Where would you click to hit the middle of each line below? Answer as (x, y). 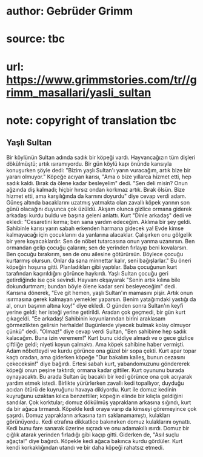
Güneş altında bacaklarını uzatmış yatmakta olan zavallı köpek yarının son (98, 202)
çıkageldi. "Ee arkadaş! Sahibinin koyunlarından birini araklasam (86, 318)
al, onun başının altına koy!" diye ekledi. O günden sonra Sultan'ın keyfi (95, 305)
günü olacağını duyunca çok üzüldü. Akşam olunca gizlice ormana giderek (99, 209)
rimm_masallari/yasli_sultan (79, 93)
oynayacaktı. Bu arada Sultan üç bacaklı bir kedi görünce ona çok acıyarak (99, 376)
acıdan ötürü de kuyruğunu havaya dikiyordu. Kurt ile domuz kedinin (92, 389)
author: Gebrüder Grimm (70, 11)
